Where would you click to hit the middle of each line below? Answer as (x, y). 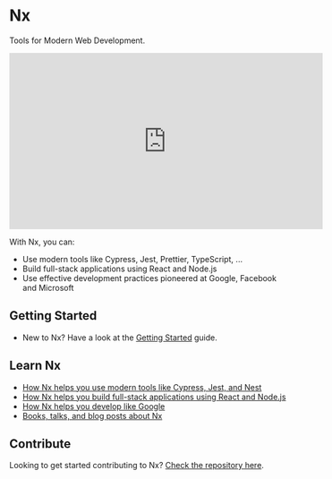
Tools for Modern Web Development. (77, 40)
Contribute (40, 444)
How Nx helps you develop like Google (94, 406)
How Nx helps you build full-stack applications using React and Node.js (154, 397)
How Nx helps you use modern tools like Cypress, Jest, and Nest (142, 387)
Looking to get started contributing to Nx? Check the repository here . (136, 466)
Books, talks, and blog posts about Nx (92, 415)
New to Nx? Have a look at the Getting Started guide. (119, 338)
